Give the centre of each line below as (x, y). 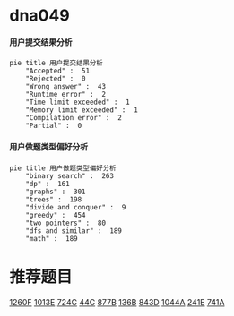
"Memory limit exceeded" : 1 (82, 110)
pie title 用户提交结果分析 (56, 64)
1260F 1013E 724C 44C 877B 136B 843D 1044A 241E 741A (117, 302)
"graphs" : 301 (56, 192)
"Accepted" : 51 (58, 71)
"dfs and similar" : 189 (74, 231)
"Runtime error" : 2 (65, 95)
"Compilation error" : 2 (74, 118)
